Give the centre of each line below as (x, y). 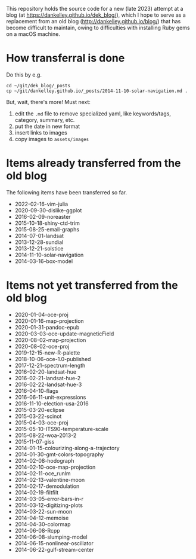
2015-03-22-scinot (38, 416)
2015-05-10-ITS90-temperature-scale (62, 429)
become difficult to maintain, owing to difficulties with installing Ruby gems (98, 28)
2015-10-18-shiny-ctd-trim (47, 223)
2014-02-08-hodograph (44, 460)
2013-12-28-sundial (39, 242)
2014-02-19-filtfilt (37, 492)
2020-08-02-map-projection (50, 340)
